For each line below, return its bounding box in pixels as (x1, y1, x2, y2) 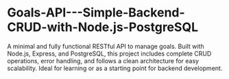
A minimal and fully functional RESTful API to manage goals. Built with (7, 42, 204, 50)
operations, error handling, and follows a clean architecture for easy (7, 56, 200, 65)
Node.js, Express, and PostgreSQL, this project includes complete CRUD (7, 49, 212, 58)
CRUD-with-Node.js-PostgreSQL (7, 19, 199, 35)
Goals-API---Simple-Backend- (7, 5, 185, 21)
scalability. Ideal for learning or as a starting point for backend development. (7, 64, 223, 72)
